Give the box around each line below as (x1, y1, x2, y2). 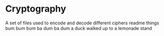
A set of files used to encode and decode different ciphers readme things (5, 20, 159, 26)
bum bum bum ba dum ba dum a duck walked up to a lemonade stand (5, 25, 152, 31)
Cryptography (5, 3, 66, 15)
